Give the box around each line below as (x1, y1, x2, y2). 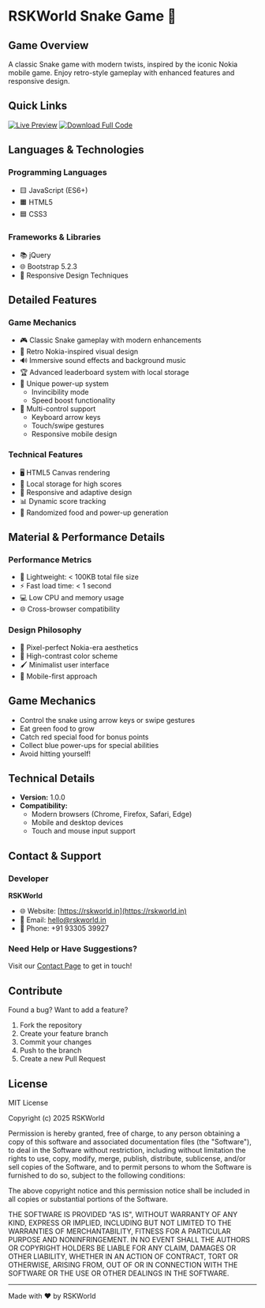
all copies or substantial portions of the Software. (8, 1194, 168, 1204)
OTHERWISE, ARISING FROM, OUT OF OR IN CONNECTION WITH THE (8, 1261, 238, 1269)
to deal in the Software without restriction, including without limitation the (8, 1146, 246, 1155)
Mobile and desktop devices (31, 818, 124, 827)
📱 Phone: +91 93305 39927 (19, 924, 110, 933)
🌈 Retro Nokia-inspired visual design (19, 347, 139, 357)
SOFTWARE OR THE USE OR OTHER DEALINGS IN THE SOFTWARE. (8, 1268, 230, 1278)
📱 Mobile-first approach (19, 671, 98, 681)
